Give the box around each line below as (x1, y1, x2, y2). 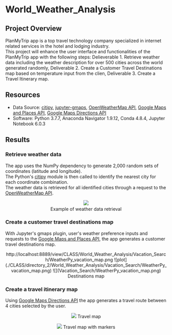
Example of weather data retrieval (50, 206, 122, 212)
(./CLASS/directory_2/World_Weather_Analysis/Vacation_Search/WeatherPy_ (5, 262, 167, 268)
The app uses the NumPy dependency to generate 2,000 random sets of (5, 163, 159, 169)
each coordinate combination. (5, 179, 69, 185)
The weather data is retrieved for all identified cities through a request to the (5, 184, 166, 190)
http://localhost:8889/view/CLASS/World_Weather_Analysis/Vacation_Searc (6, 251, 166, 257)
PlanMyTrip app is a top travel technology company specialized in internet (5, 37, 162, 44)
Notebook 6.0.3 (12, 121, 46, 127)
